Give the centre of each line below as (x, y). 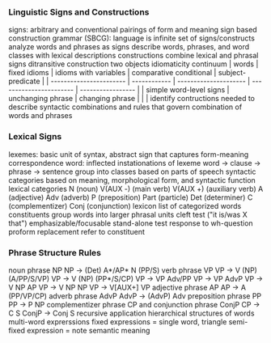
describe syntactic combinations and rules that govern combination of (125, 107)
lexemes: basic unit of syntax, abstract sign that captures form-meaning (129, 154)
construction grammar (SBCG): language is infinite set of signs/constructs (131, 38)
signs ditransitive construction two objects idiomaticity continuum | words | (133, 64)
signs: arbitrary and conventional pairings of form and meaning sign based (133, 30)
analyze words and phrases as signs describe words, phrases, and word (129, 47)
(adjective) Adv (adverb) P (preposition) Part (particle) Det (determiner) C (131, 197)
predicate (24, 81)
